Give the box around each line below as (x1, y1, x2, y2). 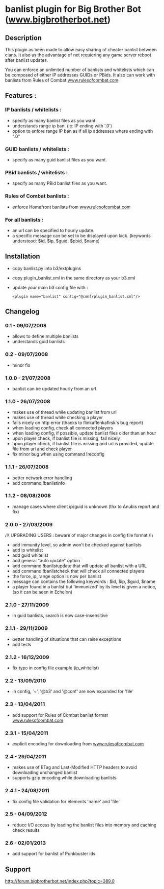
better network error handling (12, 475, 72, 481)
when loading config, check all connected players (12, 425, 113, 431)
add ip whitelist (12, 547, 43, 553)
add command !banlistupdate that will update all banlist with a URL (12, 563, 147, 569)
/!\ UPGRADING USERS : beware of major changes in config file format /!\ (5, 532, 153, 539)
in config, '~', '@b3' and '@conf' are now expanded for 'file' (12, 689, 134, 695)
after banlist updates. (5, 57, 48, 63)
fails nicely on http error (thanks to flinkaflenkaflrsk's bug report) (12, 420, 144, 425)
